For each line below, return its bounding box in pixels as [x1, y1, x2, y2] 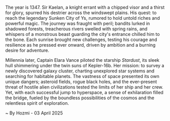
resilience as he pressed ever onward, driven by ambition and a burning [5, 42, 156, 48]
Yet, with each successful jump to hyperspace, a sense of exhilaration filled [5, 90, 164, 95]
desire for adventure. [5, 48, 49, 53]
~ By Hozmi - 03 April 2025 [5, 110, 63, 116]
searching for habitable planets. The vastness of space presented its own [5, 73, 159, 79]
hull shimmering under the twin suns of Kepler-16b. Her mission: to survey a [5, 63, 164, 68]
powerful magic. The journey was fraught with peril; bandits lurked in [5, 20, 150, 26]
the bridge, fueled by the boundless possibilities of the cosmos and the [5, 95, 154, 101]
